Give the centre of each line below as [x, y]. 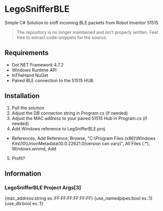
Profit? [18, 158]
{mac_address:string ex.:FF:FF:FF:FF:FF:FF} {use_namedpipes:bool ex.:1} [79, 198]
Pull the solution [28, 108]
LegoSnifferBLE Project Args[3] [43, 187]
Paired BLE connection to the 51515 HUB [53, 80]
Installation [22, 96]
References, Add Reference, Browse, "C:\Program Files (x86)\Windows [83, 138]
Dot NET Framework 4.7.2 [38, 64]
